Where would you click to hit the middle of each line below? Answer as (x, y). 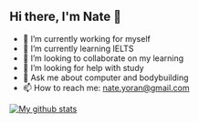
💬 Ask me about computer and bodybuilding (105, 77)
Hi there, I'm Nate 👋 (65, 17)
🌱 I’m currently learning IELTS (78, 48)
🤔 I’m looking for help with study (83, 67)
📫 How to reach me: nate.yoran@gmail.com (106, 87)
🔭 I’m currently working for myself (86, 38)
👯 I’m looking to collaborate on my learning (103, 58)
